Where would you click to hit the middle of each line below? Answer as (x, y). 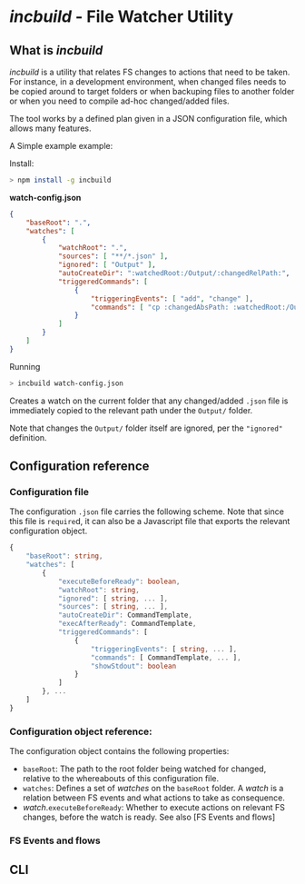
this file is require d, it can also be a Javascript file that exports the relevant (150, 521)
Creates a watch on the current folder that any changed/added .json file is (149, 401)
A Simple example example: (61, 146)
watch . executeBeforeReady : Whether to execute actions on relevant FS (154, 808)
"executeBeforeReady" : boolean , (119, 581)
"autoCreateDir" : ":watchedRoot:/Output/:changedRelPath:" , (174, 273)
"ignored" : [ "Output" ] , (107, 265)
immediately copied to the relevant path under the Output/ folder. (131, 410)
